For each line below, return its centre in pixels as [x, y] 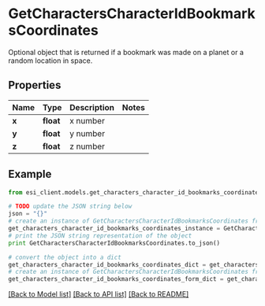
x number [87, 120]
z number [87, 146]
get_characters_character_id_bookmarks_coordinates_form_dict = [116, 279]
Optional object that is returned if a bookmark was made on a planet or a [126, 52]
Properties [35, 85]
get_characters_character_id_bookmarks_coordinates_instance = [114, 229]
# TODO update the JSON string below [70, 206]
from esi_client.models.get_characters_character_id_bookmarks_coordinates [135, 192]
